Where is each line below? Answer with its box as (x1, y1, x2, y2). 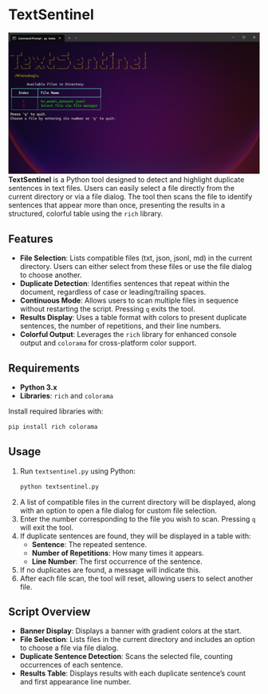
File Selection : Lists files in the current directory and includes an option (19, 635, 255, 644)
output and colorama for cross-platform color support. (19, 338, 197, 348)
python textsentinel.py (19, 482, 100, 490)
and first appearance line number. (19, 677, 132, 687)
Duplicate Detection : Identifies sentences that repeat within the (19, 279, 230, 288)
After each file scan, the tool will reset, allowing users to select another (19, 573, 254, 583)
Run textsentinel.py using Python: (19, 466, 136, 476)
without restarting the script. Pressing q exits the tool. (19, 304, 195, 314)
